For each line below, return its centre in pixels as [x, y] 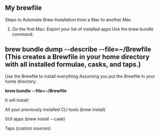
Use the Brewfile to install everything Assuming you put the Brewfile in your [80, 76]
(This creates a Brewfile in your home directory [77, 57]
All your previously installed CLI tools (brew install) [55, 109]
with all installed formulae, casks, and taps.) [73, 65]
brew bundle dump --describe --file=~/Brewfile [78, 50]
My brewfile [23, 8]
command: [23, 34]
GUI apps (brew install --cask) [35, 119]
